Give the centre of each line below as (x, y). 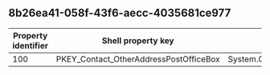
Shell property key (138, 41)
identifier (30, 45)
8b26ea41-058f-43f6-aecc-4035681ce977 (120, 13)
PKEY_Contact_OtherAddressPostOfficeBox (138, 59)
